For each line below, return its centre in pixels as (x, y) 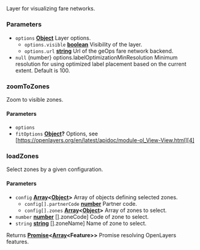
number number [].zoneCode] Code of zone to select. (82, 216)
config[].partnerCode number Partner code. (81, 203)
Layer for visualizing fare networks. (51, 9)
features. (18, 241)
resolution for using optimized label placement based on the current (101, 64)
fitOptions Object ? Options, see (57, 134)
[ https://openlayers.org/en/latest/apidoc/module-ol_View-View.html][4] (105, 140)
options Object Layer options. (53, 38)
